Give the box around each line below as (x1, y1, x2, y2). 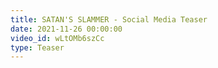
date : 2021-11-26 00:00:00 (10, 24, 123, 34)
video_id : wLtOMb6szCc (10, 33, 105, 43)
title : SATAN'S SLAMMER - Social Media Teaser (10, 14, 208, 25)
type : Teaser (10, 42, 65, 53)
